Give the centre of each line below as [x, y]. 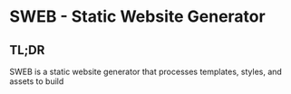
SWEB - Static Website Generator [137, 17]
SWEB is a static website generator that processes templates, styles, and [146, 71]
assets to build [37, 81]
